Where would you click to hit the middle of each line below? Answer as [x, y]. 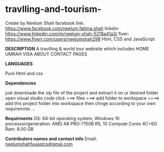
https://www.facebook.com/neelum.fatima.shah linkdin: [62, 28]
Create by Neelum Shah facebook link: [45, 23]
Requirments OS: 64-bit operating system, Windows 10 [62, 118]
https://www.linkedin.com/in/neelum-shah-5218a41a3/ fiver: [67, 33]
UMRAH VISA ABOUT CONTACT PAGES [46, 54]
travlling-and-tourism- [53, 9]
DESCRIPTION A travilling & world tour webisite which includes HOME [77, 48]
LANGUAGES [19, 63]
